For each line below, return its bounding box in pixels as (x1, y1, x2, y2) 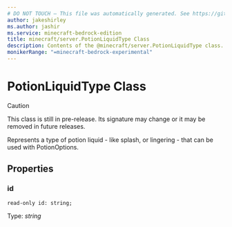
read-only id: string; (7, 199, 72, 206)
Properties (7, 163, 54, 175)
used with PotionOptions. (7, 143, 79, 151)
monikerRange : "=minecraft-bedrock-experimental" (7, 49, 153, 56)
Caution (7, 101, 30, 109)
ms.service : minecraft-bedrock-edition (7, 29, 122, 37)
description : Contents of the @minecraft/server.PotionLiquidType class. (7, 42, 224, 49)
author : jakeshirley (7, 17, 67, 24)
